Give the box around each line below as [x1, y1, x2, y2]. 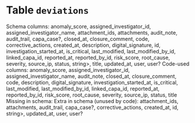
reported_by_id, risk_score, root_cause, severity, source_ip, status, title [6, 91, 177, 98]
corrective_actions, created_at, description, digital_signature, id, [6, 42, 161, 49]
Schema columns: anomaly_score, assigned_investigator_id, [6, 23, 152, 30]
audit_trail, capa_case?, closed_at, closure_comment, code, [6, 35, 150, 42]
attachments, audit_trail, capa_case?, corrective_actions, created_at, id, [6, 104, 179, 111]
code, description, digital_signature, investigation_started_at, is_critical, [6, 78, 178, 86]
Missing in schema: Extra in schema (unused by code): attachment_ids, [6, 97, 179, 104]
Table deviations [6, 4, 89, 17]
